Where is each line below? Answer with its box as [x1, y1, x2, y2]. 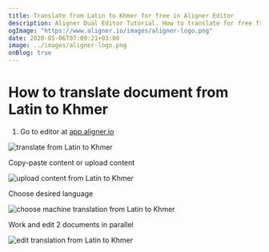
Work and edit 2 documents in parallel [8, 219, 134, 229]
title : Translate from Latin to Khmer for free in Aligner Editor [8, 11, 235, 20]
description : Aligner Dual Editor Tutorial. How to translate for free [8, 19, 252, 27]
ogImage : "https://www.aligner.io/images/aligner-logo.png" [8, 26, 214, 34]
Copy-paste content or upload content [8, 158, 135, 167]
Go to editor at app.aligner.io [19, 126, 114, 136]
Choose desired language [8, 189, 94, 198]
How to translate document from [8, 83, 229, 102]
